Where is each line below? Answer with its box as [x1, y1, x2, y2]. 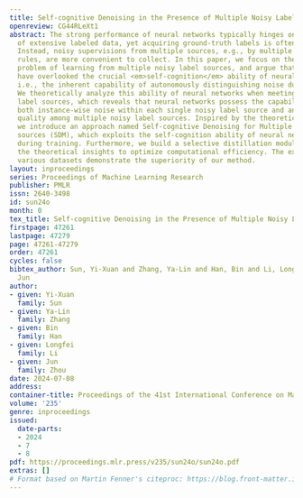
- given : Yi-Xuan [9, 290, 75, 299]
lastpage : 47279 [9, 231, 70, 240]
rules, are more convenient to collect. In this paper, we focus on [17, 55, 280, 64]
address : [9, 383, 42, 392]
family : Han [17, 332, 63, 341]
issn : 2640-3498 [9, 189, 70, 198]
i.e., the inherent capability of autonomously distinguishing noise [17, 80, 284, 89]
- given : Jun [9, 357, 59, 366]
